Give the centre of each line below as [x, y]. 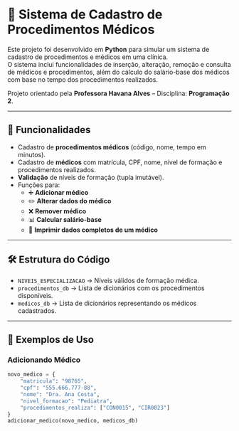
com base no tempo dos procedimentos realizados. [83, 79]
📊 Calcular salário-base [65, 219]
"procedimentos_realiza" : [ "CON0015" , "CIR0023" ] [95, 408]
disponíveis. [35, 295]
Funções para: [39, 185]
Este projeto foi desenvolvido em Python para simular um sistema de [108, 49]
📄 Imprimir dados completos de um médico [93, 230]
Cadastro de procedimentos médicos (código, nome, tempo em [112, 147]
